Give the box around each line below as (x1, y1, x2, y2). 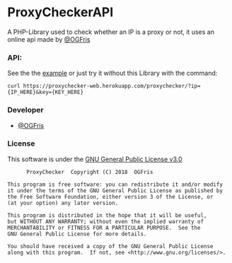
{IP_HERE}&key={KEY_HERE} (7, 89, 83, 96)
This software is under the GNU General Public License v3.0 (7, 155, 182, 163)
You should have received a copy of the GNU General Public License (7, 242, 214, 250)
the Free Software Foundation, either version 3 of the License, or (7, 193, 214, 200)
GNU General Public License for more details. (7, 230, 147, 238)
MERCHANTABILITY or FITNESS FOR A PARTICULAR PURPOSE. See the (7, 224, 201, 231)
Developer (7, 105, 44, 115)
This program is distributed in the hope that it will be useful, (7, 211, 207, 219)
